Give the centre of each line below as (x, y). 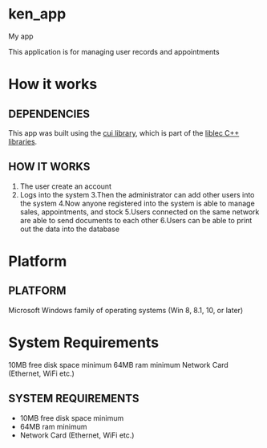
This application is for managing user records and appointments (114, 51)
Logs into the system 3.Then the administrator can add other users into (137, 194)
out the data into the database (70, 229)
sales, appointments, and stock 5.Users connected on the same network (140, 212)
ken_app (37, 14)
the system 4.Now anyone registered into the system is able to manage (137, 203)
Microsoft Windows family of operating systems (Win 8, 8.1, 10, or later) (126, 310)
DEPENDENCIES (49, 114)
